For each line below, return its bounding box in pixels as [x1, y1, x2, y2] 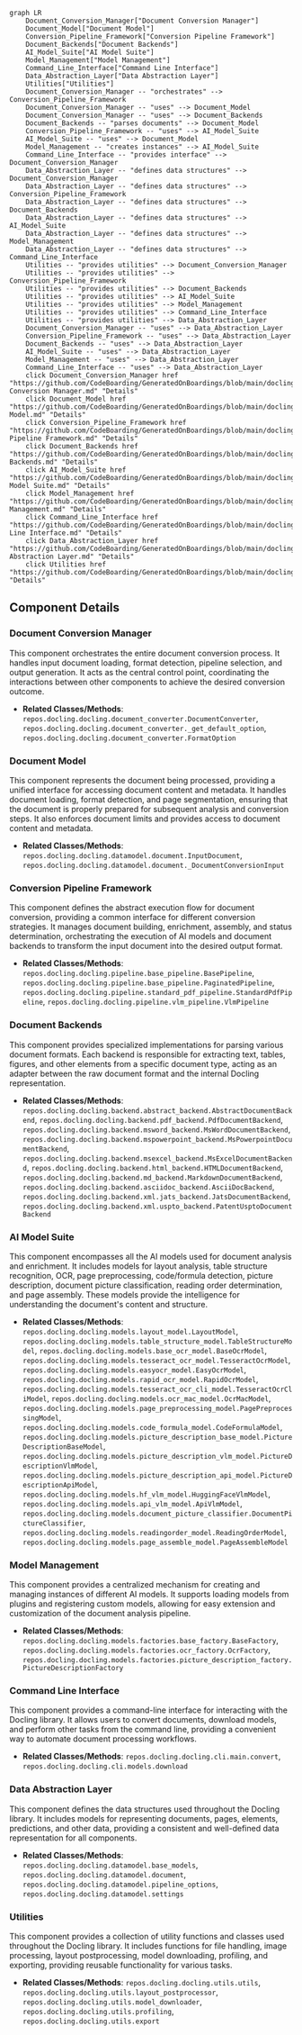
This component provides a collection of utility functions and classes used [9, 1931, 285, 1942]
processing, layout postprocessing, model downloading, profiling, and [9, 1950, 268, 1961]
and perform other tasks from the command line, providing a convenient [9, 1724, 277, 1735]
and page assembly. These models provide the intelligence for [9, 1289, 240, 1300]
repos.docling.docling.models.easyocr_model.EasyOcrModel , [22, 1364, 247, 1375]
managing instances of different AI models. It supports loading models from [9, 1589, 289, 1600]
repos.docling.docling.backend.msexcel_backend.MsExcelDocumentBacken [22, 1153, 293, 1163]
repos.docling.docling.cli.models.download [22, 1762, 189, 1771]
